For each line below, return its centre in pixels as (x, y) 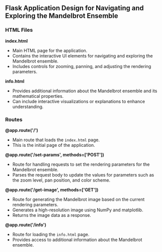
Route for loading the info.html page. (51, 234)
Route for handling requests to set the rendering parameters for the (81, 164)
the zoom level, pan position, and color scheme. (61, 180)
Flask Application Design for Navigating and (75, 8)
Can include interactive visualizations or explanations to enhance (79, 101)
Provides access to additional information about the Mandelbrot (77, 240)
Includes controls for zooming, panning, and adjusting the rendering (82, 66)
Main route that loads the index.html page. (56, 140)
